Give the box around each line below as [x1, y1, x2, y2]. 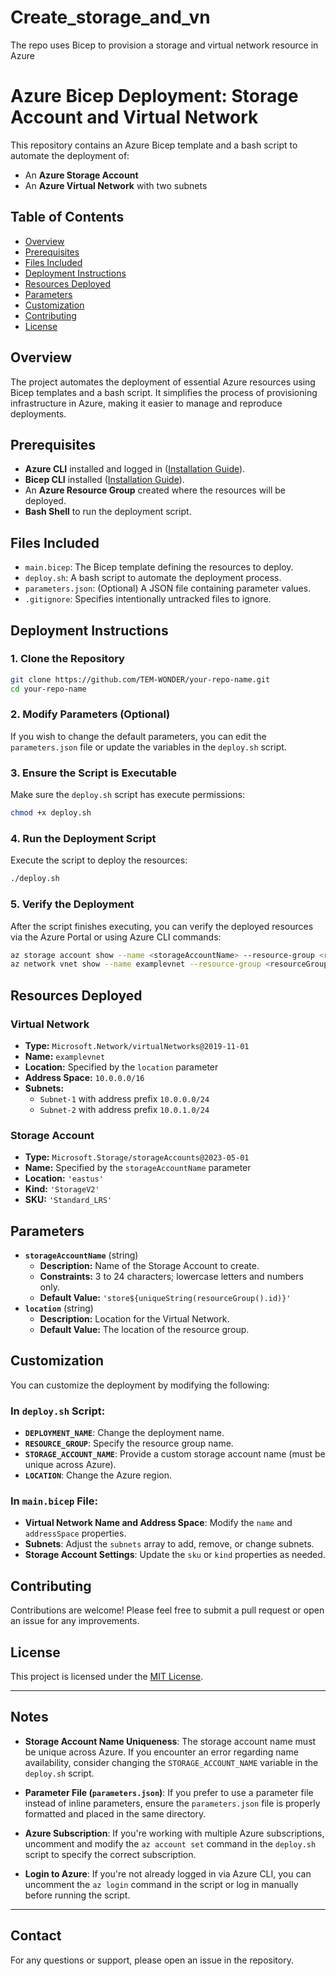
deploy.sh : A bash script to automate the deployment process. [24, 572, 282, 584]
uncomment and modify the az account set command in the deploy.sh [24, 1837, 317, 1850]
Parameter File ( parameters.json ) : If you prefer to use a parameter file [24, 1786, 314, 1798]
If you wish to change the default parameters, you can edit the [10, 730, 267, 742]
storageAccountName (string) [24, 1249, 139, 1261]
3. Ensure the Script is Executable [10, 766, 178, 780]
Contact [10, 1927, 62, 1945]
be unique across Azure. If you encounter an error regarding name [24, 1746, 299, 1758]
